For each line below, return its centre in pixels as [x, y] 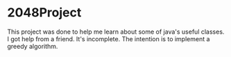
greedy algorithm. [33, 46]
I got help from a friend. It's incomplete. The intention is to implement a [109, 38]
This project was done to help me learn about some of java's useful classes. [116, 32]
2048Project [44, 13]
